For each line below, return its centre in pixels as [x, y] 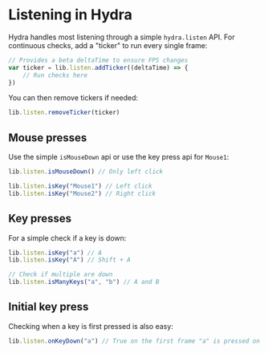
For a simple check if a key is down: [67, 237]
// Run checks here [55, 75]
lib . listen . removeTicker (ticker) [64, 113]
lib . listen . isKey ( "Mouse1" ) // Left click [80, 186]
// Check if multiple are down [61, 274]
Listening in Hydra [70, 15]
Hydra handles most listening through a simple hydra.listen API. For [122, 37]
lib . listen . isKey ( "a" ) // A [55, 253]
